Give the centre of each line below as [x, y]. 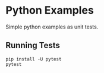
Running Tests [33, 45]
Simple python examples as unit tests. [52, 27]
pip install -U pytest [34, 59]
